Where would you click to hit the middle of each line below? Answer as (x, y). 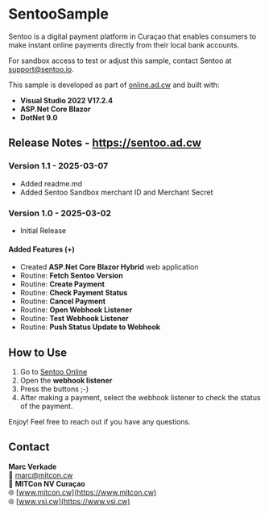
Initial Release (43, 230)
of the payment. (46, 406)
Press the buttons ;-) (54, 389)
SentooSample (58, 14)
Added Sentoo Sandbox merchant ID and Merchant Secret (116, 192)
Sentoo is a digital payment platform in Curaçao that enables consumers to (132, 36)
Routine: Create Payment (62, 284)
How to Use (38, 352)
